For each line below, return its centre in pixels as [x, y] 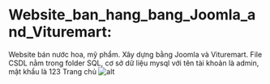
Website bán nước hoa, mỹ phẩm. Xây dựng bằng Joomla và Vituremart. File [135, 54]
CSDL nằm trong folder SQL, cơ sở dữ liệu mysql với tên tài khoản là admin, [134, 63]
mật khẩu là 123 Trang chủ [53, 71]
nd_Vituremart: [60, 32]
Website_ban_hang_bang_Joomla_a [132, 15]
